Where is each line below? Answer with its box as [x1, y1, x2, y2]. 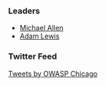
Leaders [8, 5, 41, 16]
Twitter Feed [8, 51, 57, 62]
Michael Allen [19, 23, 64, 33]
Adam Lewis [19, 31, 60, 41]
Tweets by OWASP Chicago [8, 69, 98, 78]
